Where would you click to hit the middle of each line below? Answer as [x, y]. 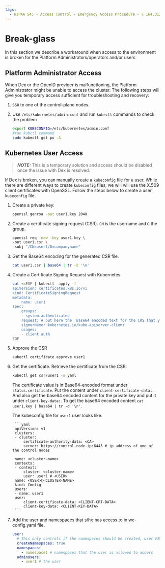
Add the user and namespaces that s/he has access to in [70, 520]
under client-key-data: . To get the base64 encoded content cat [78, 401]
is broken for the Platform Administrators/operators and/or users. [71, 58]
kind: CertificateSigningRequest [46, 293]
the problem [25, 120]
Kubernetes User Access [44, 153]
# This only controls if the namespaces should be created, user [85, 539]
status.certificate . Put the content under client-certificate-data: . [83, 390]
